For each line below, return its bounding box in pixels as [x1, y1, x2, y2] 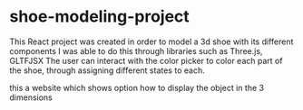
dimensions [9, 92, 53, 103]
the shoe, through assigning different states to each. [9, 65, 206, 76]
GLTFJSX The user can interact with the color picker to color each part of [9, 55, 283, 66]
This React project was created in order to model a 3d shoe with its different [9, 36, 294, 47]
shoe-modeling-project [9, 6, 191, 27]
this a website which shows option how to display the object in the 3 [9, 82, 265, 93]
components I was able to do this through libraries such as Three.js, [9, 45, 263, 56]
